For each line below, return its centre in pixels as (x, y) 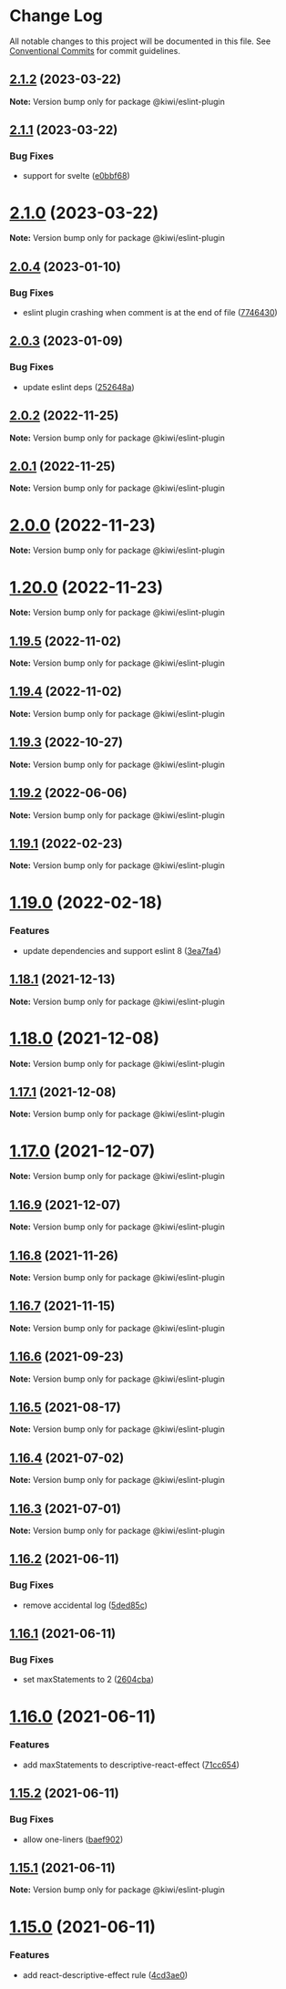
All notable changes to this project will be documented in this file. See (140, 41)
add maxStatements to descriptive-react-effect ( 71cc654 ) (131, 1765)
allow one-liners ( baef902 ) (73, 1839)
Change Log (56, 16)
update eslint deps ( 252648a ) (78, 387)
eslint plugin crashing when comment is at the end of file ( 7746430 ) (150, 313)
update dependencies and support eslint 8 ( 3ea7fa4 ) (122, 950)
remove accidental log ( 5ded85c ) (85, 1605)
